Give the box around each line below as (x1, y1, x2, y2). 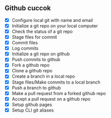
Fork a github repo (11, 62, 50, 68)
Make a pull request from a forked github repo (11, 90, 106, 96)
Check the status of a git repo (11, 28, 73, 34)
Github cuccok (4, 4, 51, 12)
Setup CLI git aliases (11, 107, 54, 113)
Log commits (11, 45, 39, 51)
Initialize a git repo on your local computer (11, 22, 98, 29)
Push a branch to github (11, 85, 61, 91)
